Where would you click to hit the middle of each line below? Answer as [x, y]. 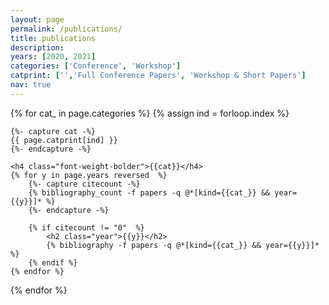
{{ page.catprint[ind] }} [64, 140]
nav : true [31, 85]
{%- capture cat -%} [53, 131]
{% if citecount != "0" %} [86, 227]
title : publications [53, 38]
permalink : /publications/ [66, 29]
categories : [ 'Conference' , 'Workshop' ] [96, 66]
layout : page [37, 19]
